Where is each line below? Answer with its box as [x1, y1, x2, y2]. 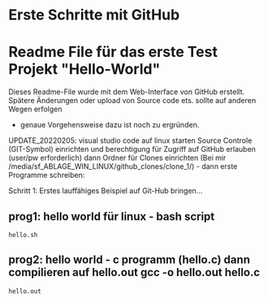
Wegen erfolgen [8, 104, 63, 114]
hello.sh [8, 231, 38, 239]
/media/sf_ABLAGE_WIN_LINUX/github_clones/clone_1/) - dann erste [8, 162, 238, 171]
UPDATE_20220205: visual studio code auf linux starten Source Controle [8, 136, 253, 145]
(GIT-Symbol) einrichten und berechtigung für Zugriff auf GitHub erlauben [8, 145, 256, 154]
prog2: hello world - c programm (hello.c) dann [8, 253, 250, 267]
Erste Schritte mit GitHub [8, 6, 180, 24]
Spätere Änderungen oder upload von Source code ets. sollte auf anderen [8, 96, 257, 106]
